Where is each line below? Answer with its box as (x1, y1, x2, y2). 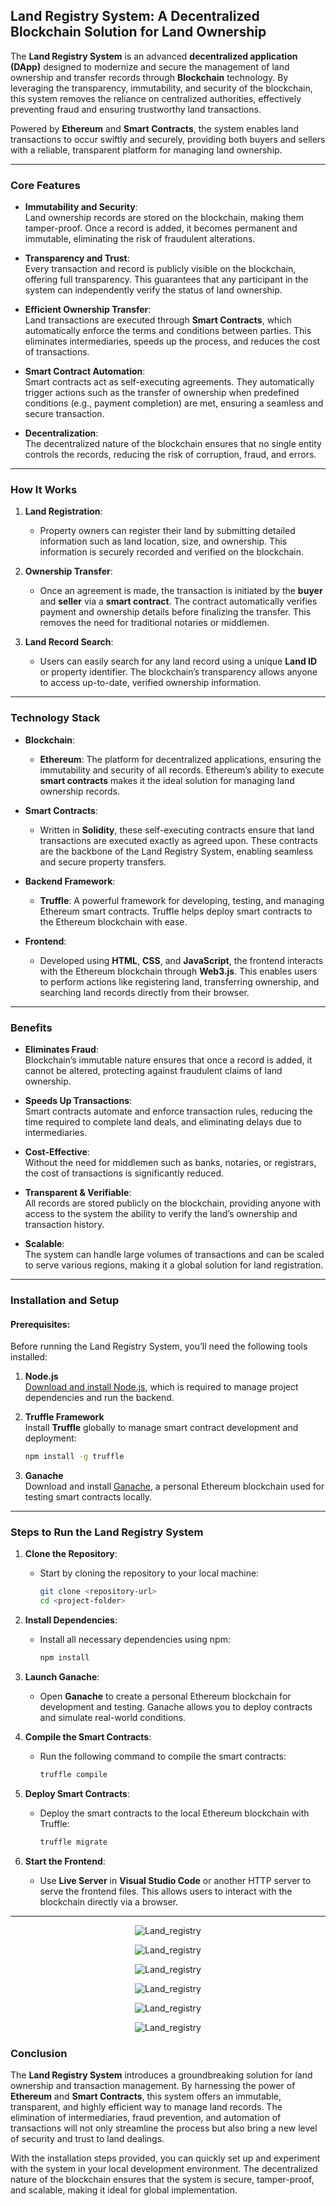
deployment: (24, 1432, 77, 1444)
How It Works (10, 483, 78, 497)
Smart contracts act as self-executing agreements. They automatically (24, 376, 315, 388)
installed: (10, 1351, 48, 1363)
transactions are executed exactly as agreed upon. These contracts (39, 834, 318, 846)
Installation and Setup (10, 1293, 120, 1307)
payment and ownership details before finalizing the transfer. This (39, 606, 312, 618)
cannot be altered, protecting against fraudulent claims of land (24, 1065, 283, 1076)
